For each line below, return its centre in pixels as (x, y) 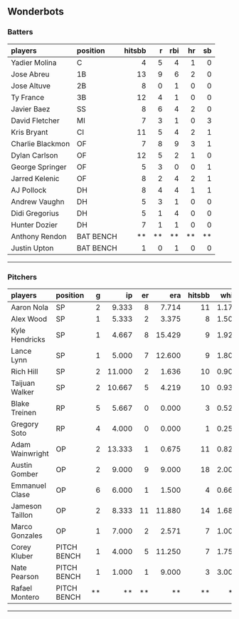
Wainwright (30, 454)
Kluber (22, 556)
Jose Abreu (30, 74)
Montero (25, 597)
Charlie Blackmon (41, 143)
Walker (22, 392)
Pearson (25, 576)
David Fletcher (35, 121)
